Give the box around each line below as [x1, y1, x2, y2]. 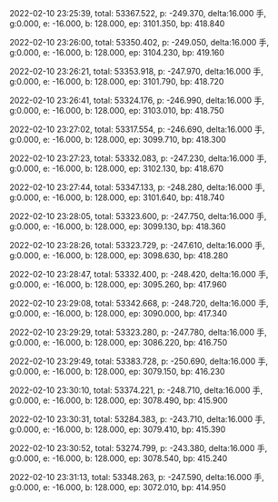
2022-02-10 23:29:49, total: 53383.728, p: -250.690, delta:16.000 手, [9, 356, 269, 366]
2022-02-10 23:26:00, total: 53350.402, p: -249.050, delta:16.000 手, [9, 37, 270, 47]
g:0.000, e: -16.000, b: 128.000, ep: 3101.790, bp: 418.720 [9, 76, 224, 86]
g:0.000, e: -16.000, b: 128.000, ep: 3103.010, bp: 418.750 [9, 105, 224, 115]
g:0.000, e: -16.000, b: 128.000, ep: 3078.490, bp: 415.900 [9, 395, 229, 406]
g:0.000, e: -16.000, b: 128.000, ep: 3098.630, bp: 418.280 [9, 250, 229, 261]
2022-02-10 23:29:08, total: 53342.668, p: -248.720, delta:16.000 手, [9, 298, 269, 308]
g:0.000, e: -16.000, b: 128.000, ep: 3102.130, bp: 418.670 [9, 163, 224, 174]
